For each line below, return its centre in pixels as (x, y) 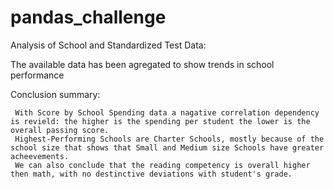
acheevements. (40, 156)
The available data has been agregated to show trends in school (142, 64)
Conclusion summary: (55, 94)
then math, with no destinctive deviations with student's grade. (151, 174)
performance (37, 75)
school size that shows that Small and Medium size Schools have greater (167, 147)
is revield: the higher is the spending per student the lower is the (160, 121)
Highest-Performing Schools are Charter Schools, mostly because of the (169, 139)
